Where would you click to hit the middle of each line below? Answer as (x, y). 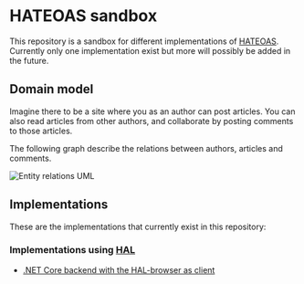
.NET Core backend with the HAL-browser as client (119, 269)
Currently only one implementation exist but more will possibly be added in (150, 50)
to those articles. (41, 131)
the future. (29, 60)
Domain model (52, 89)
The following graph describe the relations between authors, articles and (146, 148)
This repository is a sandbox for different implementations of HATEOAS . (144, 41)
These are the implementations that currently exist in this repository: (138, 226)
